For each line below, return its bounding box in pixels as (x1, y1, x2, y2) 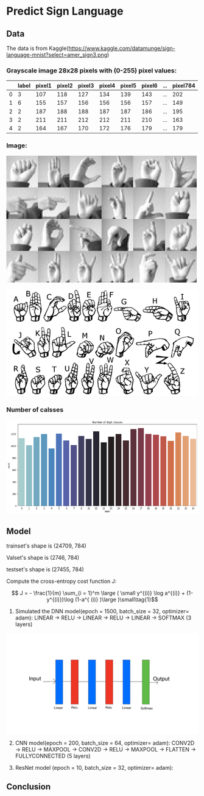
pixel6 (141, 82, 158, 89)
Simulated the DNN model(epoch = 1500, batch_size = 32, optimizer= (15, 608, 189, 615)
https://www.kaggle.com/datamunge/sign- (68, 44, 175, 52)
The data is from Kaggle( (6, 44, 69, 52)
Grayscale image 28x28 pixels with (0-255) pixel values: (6, 66, 177, 74)
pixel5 (120, 82, 137, 89)
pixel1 (35, 82, 52, 89)
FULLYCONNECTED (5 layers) (15, 752, 91, 759)
